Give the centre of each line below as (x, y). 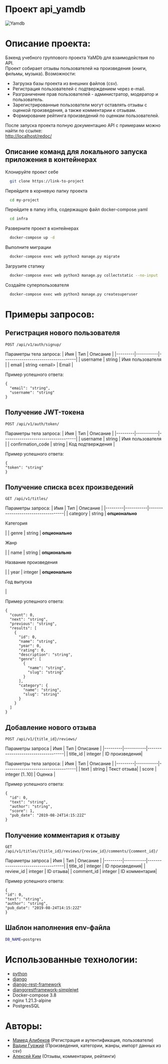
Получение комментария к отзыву (63, 835)
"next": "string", (29, 619)
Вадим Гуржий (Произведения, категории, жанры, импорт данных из (87, 1045)
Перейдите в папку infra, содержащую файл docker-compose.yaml (76, 210)
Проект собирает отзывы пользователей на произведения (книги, (76, 68)
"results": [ (23, 629)
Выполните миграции (28, 247)
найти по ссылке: (24, 131)
